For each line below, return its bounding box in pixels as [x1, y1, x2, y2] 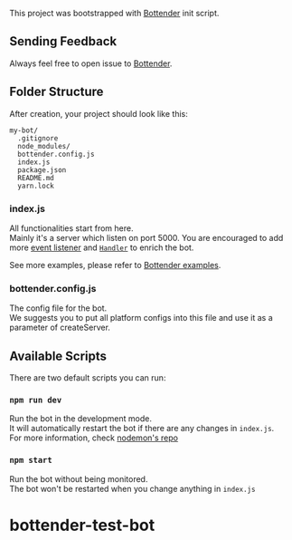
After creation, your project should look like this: [9, 108, 188, 119]
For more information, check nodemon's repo [9, 432, 179, 443]
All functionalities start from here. [9, 222, 134, 234]
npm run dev [9, 394, 62, 405]
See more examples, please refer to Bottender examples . [9, 259, 221, 270]
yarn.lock [17, 181, 54, 190]
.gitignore [17, 133, 59, 143]
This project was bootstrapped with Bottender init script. [9, 8, 220, 18]
